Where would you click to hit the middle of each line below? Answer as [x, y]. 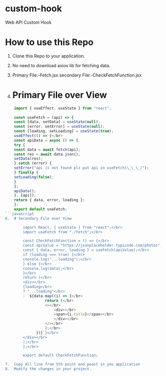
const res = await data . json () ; [47, 154]
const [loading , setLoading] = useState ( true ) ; [64, 131]
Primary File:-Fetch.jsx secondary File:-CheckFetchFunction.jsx [77, 75]
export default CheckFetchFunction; [61, 355]
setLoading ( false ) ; [34, 177]
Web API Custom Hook [28, 22]
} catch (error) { [33, 164]
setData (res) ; [28, 159]
